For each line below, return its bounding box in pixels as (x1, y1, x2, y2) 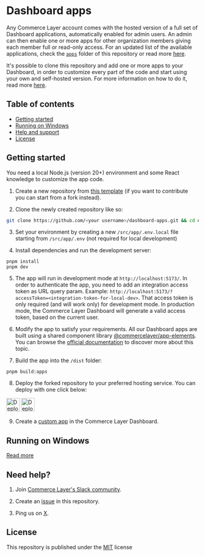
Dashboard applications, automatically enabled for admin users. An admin (6, 30, 192, 37)
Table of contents (6, 99, 74, 110)
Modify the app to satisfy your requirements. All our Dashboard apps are (15, 326, 198, 333)
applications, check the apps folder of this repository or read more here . (6, 50, 186, 57)
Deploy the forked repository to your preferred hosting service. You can (15, 379, 196, 387)
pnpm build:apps (6, 368, 48, 375)
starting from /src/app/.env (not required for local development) (15, 235, 178, 242)
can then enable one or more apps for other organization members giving (6, 37, 191, 44)
